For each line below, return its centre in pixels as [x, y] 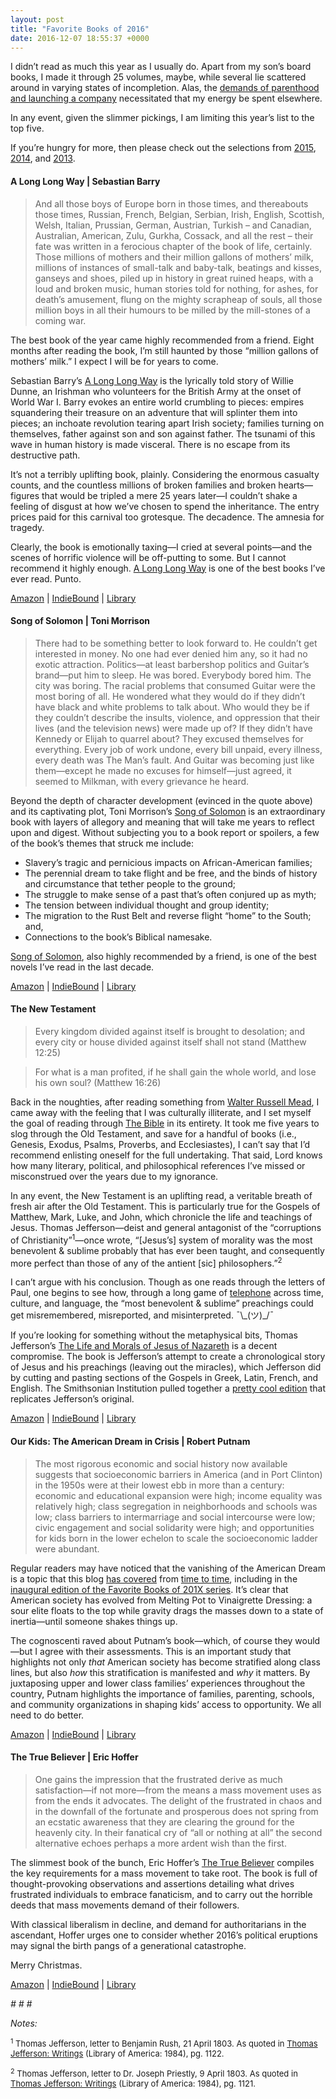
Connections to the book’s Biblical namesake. [118, 937]
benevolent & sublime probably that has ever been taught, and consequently [167, 1250]
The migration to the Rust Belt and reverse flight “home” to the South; [168, 915]
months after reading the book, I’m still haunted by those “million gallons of [164, 350]
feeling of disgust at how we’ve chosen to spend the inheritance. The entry [165, 506]
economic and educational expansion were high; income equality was [178, 1495]
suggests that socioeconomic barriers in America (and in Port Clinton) [178, 1474]
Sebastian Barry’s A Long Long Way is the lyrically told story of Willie [152, 380]
